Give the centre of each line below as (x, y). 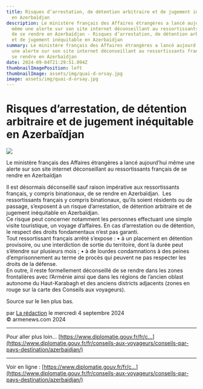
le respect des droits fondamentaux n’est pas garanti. (72, 232)
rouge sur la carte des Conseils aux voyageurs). (66, 289)
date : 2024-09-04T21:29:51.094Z (47, 62)
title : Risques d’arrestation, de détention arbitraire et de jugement (98, 12)
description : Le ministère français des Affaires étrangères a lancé (96, 23)
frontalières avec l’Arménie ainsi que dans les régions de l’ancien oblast (95, 277)
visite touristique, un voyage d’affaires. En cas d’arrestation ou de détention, (101, 226)
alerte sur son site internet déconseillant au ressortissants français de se (97, 169)
